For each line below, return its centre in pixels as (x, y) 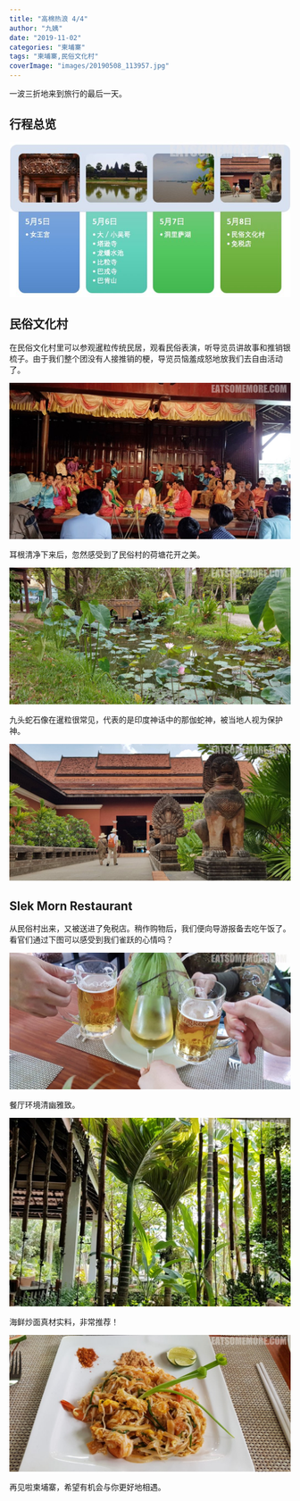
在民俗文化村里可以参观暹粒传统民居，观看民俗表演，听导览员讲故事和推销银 (150, 347)
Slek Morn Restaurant (71, 906)
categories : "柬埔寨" (47, 47)
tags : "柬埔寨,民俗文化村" (54, 57)
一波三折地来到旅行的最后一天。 (68, 93)
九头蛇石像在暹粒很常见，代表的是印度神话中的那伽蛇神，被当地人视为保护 (146, 720)
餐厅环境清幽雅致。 (45, 1105)
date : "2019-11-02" (46, 38)
